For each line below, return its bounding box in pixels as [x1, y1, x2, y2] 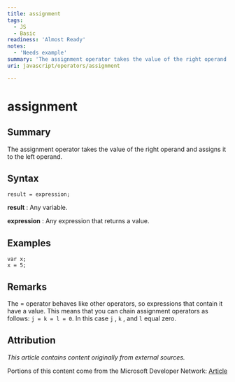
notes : [7, 43, 27, 50]
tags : [7, 17, 23, 24]
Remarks [7, 281, 48, 292]
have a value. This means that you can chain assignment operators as [7, 307, 208, 316]
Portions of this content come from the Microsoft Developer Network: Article [7, 367, 228, 375]
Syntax [7, 173, 39, 185]
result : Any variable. [7, 204, 68, 212]
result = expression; [7, 191, 71, 198]
